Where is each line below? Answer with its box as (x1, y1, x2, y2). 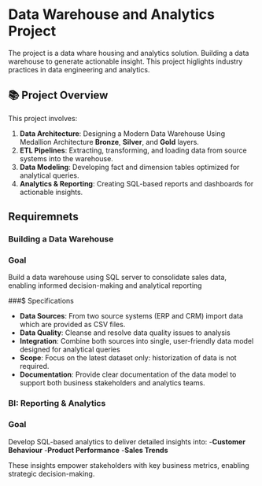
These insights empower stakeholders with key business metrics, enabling (8, 460, 249, 469)
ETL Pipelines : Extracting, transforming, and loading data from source (19, 145, 247, 155)
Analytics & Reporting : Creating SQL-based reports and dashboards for (19, 179, 254, 188)
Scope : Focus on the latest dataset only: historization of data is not (19, 353, 238, 363)
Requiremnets (8, 210, 79, 223)
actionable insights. (19, 187, 83, 197)
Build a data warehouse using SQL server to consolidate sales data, (8, 273, 227, 282)
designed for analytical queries (19, 344, 120, 355)
